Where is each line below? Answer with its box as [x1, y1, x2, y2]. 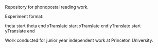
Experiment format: [5, 14, 44, 19]
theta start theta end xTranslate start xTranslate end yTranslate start [5, 23, 141, 29]
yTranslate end [5, 28, 35, 33]
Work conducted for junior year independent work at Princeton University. [5, 37, 153, 43]
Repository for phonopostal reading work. [5, 4, 89, 10]
